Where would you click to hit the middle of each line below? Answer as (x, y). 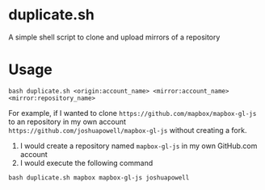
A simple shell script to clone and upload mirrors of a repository (114, 37)
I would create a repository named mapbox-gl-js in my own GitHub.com (139, 146)
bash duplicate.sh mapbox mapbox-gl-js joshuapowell (99, 178)
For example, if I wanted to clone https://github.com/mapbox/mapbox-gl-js (132, 113)
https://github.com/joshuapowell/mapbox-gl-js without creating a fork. (128, 130)
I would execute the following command (86, 163)
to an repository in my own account (67, 122)
